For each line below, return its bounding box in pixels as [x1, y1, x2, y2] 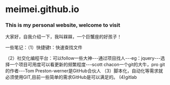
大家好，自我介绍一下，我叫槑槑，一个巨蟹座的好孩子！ [5, 34, 122, 40]
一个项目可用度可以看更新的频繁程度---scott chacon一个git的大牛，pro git [9, 62, 165, 68]
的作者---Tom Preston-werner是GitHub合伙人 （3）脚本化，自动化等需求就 [5, 68, 163, 74]
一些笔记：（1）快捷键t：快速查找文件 [5, 45, 83, 51]
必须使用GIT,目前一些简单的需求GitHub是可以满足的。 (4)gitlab [5, 74, 137, 80]
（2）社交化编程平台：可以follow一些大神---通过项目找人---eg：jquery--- [5, 55, 161, 61]
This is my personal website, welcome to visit [5, 22, 120, 29]
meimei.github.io [5, 4, 80, 15]
